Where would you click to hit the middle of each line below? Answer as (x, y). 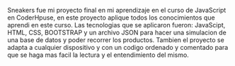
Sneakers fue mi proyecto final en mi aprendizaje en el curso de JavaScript (117, 10)
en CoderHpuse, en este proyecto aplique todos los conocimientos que (111, 18)
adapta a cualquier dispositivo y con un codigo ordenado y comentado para (118, 47)
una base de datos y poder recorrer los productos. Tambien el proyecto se (116, 40)
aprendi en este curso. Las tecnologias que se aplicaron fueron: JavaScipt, (116, 25)
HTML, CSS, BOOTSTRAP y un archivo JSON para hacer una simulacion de (117, 32)
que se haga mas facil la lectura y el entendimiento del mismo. (98, 55)
